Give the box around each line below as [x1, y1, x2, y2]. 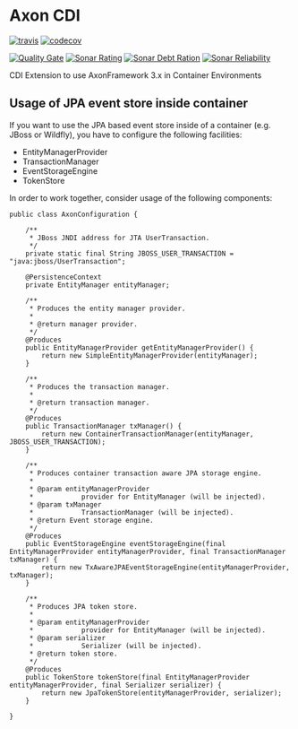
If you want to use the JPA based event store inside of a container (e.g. [9, 119, 271, 130]
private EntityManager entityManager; [25, 280, 170, 290]
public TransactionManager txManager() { [25, 421, 182, 430]
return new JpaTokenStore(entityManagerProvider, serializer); [41, 688, 282, 698]
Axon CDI [9, 5, 81, 26]
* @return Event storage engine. [29, 516, 154, 525]
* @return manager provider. [29, 319, 139, 328]
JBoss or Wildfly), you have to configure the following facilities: [9, 129, 243, 140]
